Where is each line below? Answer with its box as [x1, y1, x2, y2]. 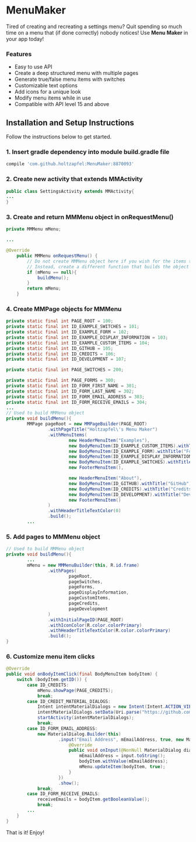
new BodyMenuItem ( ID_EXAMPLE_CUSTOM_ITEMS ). [68, 443, 179, 449]
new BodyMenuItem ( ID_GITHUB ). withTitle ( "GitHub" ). [68, 480, 194, 486]
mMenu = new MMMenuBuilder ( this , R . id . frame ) [27, 562, 140, 568]
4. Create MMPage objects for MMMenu [6, 305, 122, 313]
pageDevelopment [68, 606, 108, 612]
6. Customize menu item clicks [6, 652, 95, 660]
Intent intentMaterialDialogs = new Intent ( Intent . [37, 704, 166, 710]
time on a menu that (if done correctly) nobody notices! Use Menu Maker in [6, 29, 188, 36]
